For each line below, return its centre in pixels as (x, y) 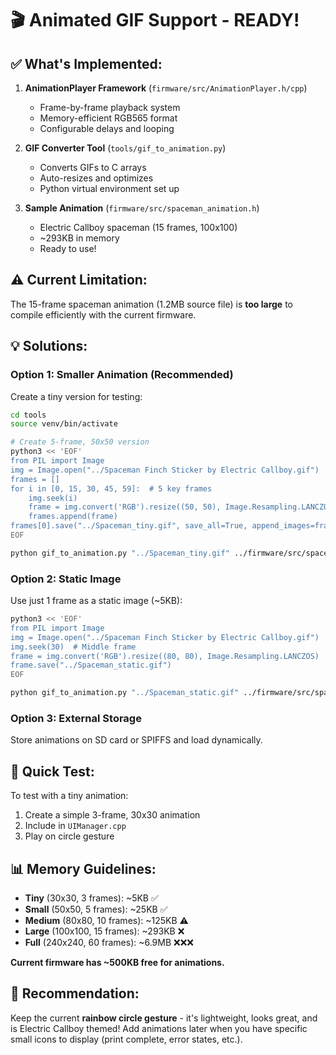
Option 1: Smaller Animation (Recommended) (122, 375)
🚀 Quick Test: (52, 771)
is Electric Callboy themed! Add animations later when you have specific (159, 1028)
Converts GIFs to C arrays (93, 167)
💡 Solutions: (49, 346)
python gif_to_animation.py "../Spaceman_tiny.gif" (120, 553)
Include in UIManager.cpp (75, 826)
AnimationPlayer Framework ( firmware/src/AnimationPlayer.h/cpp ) (166, 88)
